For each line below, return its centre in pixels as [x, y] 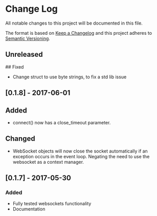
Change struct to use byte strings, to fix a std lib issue [70, 77]
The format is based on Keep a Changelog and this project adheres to [79, 33]
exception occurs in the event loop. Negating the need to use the [81, 156]
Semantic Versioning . [28, 38]
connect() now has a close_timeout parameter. [62, 122]
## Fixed [15, 67]
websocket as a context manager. [48, 162]
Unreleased [24, 55]
